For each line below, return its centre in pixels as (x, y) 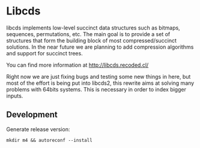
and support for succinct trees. (44, 53)
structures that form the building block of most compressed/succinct (92, 40)
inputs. (15, 96)
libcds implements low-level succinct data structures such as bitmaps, (93, 28)
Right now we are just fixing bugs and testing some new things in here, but (98, 76)
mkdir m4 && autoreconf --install (50, 140)
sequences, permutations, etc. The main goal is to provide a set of (88, 34)
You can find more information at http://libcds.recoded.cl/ (77, 65)
